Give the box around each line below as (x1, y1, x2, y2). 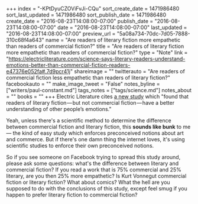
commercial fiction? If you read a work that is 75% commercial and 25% (6, 166, 181, 173)
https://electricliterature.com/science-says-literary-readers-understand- (8, 56, 186, 62)
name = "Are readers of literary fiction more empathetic (45, 37, 181, 43)
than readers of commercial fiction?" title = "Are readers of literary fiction (6, 43, 184, 50)
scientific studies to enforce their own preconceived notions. (6, 142, 154, 149)
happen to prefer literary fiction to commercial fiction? (6, 192, 138, 198)
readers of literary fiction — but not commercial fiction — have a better (6, 99, 175, 106)
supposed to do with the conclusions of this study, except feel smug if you (6, 185, 187, 192)
